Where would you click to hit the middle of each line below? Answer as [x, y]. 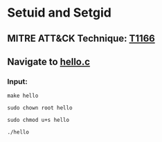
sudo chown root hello [40, 108]
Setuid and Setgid [60, 13]
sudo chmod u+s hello [38, 120]
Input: [17, 81]
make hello [23, 96]
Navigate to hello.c [49, 61]
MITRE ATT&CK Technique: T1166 [81, 38]
